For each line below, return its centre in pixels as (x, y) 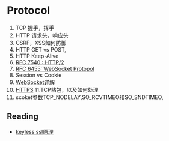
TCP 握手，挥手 (35, 28)
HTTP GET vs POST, (41, 49)
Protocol (29, 10)
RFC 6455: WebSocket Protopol (55, 68)
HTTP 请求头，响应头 (42, 35)
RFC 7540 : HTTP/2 (40, 62)
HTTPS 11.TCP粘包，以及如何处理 (57, 89)
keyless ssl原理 (34, 131)
